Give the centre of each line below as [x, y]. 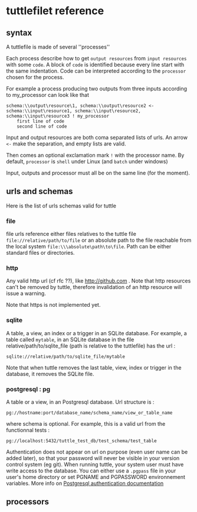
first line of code [41, 121]
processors [27, 502]
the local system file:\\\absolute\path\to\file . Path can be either [89, 247]
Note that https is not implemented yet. [53, 305]
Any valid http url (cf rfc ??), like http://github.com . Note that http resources [98, 281]
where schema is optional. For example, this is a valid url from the [86, 424]
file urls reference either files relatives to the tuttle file [71, 234]
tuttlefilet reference [55, 11]
